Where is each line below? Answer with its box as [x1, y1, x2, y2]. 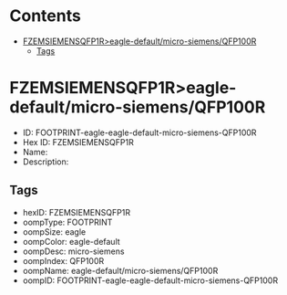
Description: [22, 156, 69, 167]
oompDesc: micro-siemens [22, 246, 125, 257]
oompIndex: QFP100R [22, 255, 105, 266]
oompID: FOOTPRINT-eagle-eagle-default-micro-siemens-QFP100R [22, 275, 279, 286]
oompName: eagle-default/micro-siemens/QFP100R [22, 265, 219, 276]
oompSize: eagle [22, 226, 87, 237]
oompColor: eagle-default [22, 236, 120, 247]
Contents [9, 5, 82, 26]
